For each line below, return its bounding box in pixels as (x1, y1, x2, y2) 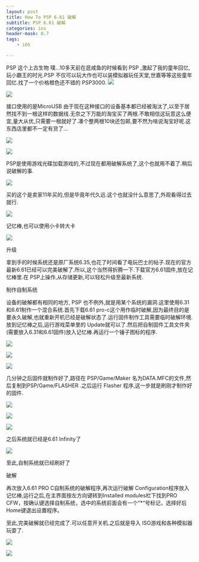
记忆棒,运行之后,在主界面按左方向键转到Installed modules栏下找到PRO (6, 491, 178, 499)
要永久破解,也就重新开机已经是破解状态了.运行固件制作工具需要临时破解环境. (6, 313, 193, 321)
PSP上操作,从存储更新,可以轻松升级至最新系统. (29, 273, 144, 280)
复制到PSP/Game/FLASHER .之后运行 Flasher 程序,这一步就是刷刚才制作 (11, 381, 187, 389)
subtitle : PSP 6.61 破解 (6, 20, 66, 26)
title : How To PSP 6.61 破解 (6, 14, 77, 20)
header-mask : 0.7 (6, 31, 49, 37)
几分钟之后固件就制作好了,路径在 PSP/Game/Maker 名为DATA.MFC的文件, (6, 374, 186, 381)
